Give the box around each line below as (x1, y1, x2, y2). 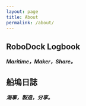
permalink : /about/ (6, 20, 55, 25)
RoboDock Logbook (6, 41, 81, 52)
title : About (6, 14, 39, 20)
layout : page (6, 8, 39, 15)
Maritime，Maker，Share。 (6, 58, 76, 65)
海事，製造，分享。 (6, 94, 53, 101)
